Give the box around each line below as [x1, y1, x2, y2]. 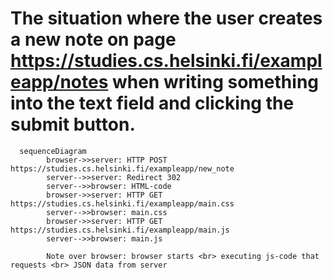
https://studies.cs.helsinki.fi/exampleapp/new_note [10, 163, 235, 174]
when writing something [111, 71, 319, 94]
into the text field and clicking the [10, 92, 295, 115]
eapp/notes [10, 71, 109, 94]
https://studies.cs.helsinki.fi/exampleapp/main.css [10, 198, 235, 209]
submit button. [10, 113, 136, 136]
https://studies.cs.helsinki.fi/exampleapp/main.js [10, 225, 230, 235]
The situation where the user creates [10, 7, 323, 30]
